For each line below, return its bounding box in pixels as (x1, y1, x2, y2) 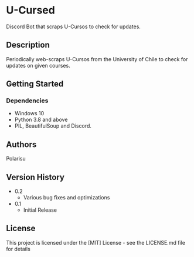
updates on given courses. (6, 62, 70, 69)
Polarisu (6, 155, 26, 162)
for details (6, 245, 30, 252)
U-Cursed (6, 4, 56, 17)
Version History (6, 172, 64, 182)
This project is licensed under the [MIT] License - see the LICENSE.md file (6, 239, 186, 246)
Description (6, 40, 50, 50)
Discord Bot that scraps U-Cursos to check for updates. (6, 23, 141, 30)
